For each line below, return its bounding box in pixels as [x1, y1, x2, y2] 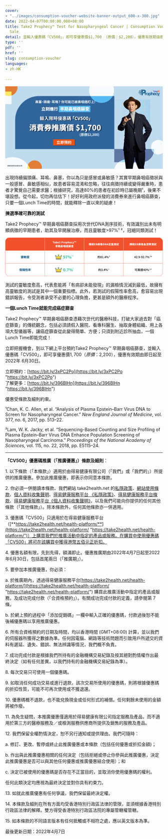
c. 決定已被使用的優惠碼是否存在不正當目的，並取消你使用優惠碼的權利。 [5, 769, 155, 775]
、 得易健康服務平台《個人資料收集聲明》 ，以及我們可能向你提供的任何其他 [9, 498, 161, 504]
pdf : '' [5, 45, 21, 50]
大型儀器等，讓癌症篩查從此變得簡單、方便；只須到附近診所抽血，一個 [9, 328, 154, 334]
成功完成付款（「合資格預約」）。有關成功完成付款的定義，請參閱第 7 [18, 595, 156, 601]
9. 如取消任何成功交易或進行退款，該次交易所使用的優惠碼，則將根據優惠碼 [5, 679, 159, 685]
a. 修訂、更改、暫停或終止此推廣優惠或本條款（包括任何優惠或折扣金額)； [5, 741, 156, 747]
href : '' [5, 50, 23, 55]
